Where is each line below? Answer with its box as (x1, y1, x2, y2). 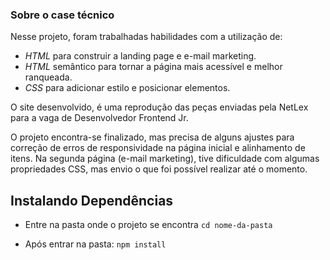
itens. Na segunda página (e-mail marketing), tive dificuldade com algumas (10, 153, 320, 165)
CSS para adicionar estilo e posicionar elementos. (24, 82, 231, 94)
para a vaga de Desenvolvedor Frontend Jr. (10, 112, 189, 124)
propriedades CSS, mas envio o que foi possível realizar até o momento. (10, 163, 308, 175)
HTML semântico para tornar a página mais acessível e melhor (24, 61, 283, 73)
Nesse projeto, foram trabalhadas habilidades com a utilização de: (10, 31, 283, 43)
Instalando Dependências (10, 192, 174, 209)
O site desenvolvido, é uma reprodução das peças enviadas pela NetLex (10, 101, 309, 113)
